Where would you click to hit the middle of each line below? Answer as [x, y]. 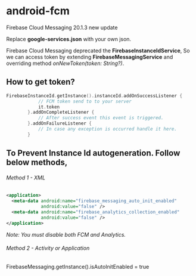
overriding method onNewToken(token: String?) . [65, 63]
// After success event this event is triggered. [101, 118]
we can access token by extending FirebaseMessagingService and [90, 57]
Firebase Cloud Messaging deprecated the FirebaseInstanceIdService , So [98, 50]
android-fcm [38, 11]
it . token [49, 107]
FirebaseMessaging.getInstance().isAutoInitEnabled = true [78, 266]
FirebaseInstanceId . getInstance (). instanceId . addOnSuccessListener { [94, 96]
